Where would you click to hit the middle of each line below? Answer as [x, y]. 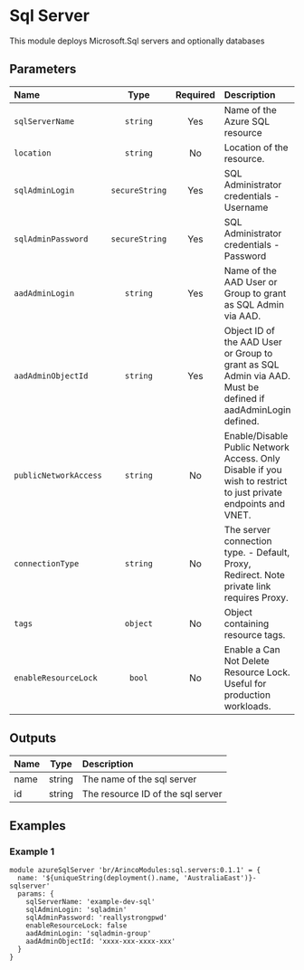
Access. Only [252, 458]
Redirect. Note [254, 575]
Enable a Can [252, 650]
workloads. [247, 706]
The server [247, 529]
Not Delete [247, 661]
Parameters [43, 69]
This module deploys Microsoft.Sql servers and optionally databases [137, 41]
